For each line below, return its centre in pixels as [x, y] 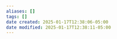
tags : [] [17, 17]
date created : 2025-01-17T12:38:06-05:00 [57, 22]
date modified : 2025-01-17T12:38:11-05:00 [58, 27]
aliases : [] [20, 11]
